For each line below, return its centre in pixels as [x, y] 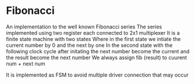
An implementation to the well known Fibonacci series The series [84, 27]
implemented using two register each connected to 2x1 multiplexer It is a [93, 32]
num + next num [26, 63]
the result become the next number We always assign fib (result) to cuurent [97, 57]
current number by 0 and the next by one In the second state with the [89, 45]
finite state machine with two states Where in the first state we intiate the [93, 39]
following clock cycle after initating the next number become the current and [98, 51]
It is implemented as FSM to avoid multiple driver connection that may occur [97, 75]
